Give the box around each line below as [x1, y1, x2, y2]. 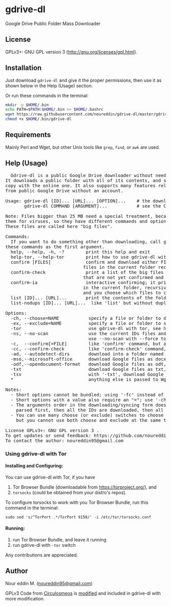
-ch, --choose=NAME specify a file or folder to [10, 315, 161, 321]
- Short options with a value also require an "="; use [10, 397, 153, 402]
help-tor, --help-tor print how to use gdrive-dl [10, 254, 156, 260]
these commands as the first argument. [5, 244, 105, 249]
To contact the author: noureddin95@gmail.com [5, 438, 124, 443]
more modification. [5, 595, 45, 601]
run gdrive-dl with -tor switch [12, 542, 76, 548]
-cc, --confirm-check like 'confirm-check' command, [10, 346, 166, 351]
